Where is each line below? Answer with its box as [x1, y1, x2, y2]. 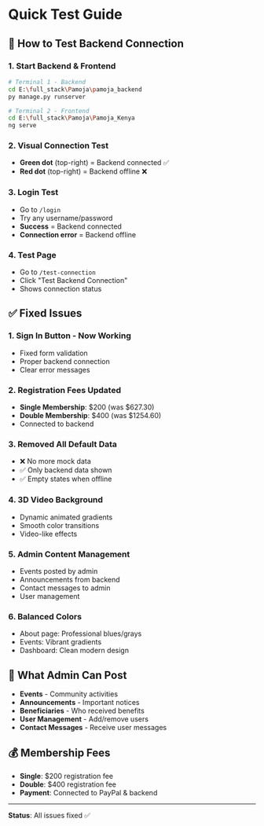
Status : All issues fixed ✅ [8, 810, 90, 820]
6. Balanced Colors [8, 611, 82, 622]
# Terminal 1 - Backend [8, 78, 86, 86]
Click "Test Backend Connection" [19, 276, 128, 285]
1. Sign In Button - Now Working [8, 330, 131, 341]
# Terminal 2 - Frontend [8, 107, 90, 115]
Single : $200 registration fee [19, 771, 114, 780]
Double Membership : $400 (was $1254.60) [19, 411, 162, 420]
